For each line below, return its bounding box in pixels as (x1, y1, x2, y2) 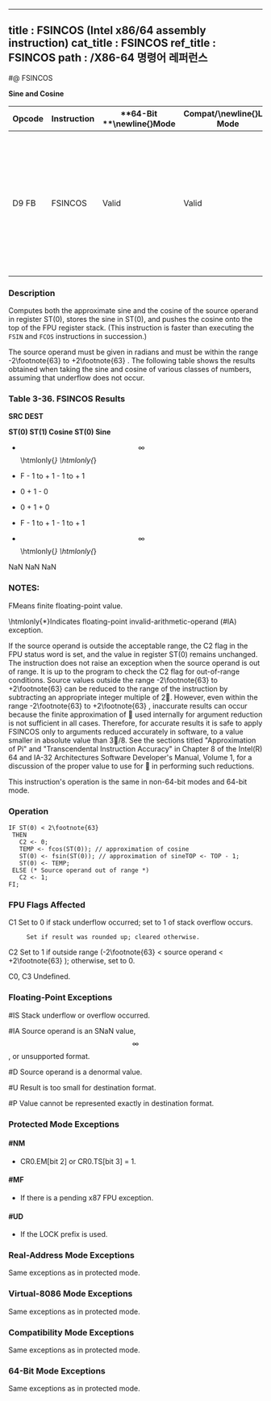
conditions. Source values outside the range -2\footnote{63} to (8, 675, 218, 684)
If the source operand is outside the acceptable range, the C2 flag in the (8, 641, 248, 650)
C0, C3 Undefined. (8, 971, 71, 981)
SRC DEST (8, 412, 44, 421)
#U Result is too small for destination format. (8, 1082, 156, 1092)
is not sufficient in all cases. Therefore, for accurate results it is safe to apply (8, 717, 263, 728)
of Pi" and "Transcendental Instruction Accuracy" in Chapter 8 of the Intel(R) (8, 743, 263, 753)
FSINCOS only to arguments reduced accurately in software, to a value (8, 726, 244, 736)
